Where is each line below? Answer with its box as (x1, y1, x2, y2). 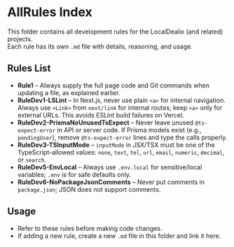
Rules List (7, 62, 51, 74)
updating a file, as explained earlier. (17, 88, 121, 97)
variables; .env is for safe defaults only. (17, 170, 132, 178)
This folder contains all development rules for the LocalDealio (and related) (7, 27, 223, 36)
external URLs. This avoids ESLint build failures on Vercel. (17, 111, 184, 119)
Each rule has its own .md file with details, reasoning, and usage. (7, 42, 193, 50)
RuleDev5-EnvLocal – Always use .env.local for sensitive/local (17, 162, 202, 171)
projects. (7, 34, 33, 43)
